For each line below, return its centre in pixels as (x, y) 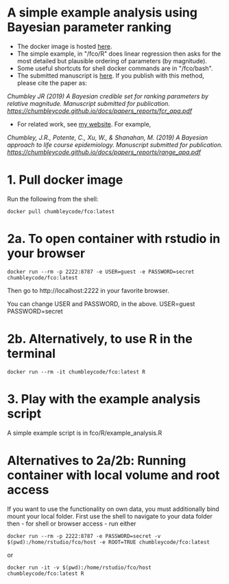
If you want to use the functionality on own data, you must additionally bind (113, 509)
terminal (32, 354)
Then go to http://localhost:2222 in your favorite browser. (88, 290)
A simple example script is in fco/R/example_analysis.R (85, 433)
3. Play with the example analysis (104, 399)
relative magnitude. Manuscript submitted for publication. (88, 103)
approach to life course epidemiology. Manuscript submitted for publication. (115, 144)
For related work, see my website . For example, (84, 124)
